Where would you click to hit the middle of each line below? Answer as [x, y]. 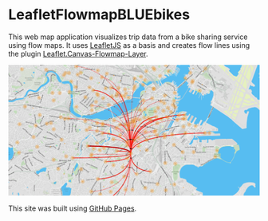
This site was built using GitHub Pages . [73, 208]
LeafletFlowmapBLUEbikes [99, 15]
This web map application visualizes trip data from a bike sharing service [128, 37]
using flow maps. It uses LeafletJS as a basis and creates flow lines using [129, 45]
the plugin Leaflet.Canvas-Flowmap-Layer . [79, 53]
